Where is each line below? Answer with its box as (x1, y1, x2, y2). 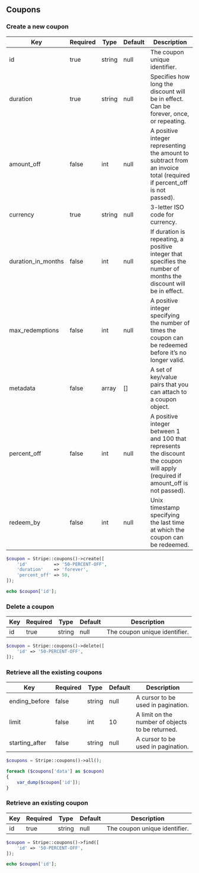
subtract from (150, 156, 188, 164)
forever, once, (150, 109, 190, 118)
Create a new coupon (6, 23, 69, 31)
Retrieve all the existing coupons (6, 668, 102, 676)
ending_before (9, 697, 50, 706)
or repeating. (150, 117, 187, 125)
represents (150, 442, 181, 450)
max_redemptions (9, 326, 59, 334)
